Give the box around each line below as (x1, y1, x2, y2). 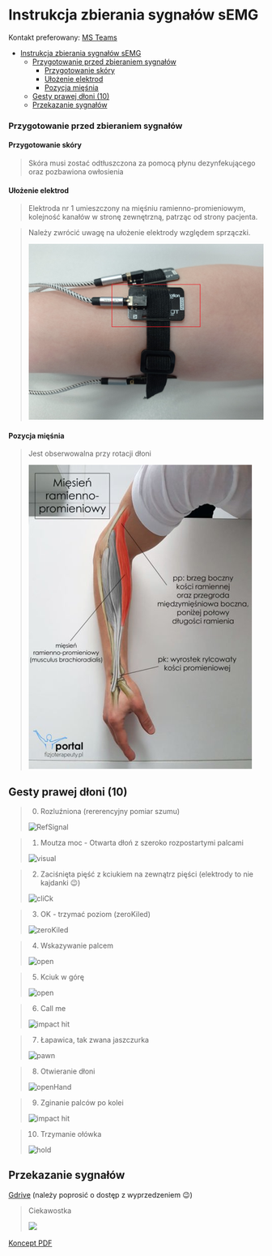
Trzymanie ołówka (40, 1130, 102, 1139)
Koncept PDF (8, 1238, 53, 1248)
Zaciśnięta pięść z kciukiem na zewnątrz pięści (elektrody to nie (40, 869, 253, 879)
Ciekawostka (28, 1206, 72, 1215)
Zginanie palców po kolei (40, 1098, 124, 1108)
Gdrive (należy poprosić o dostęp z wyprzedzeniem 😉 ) (8, 1190, 193, 1199)
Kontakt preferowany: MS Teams (8, 32, 117, 42)
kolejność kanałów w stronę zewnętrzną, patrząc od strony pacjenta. (28, 212, 258, 222)
